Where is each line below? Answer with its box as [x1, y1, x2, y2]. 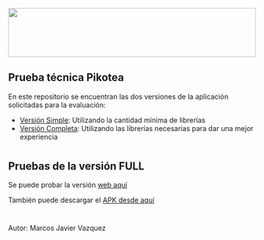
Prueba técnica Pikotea [8, 71, 124, 85]
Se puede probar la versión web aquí [8, 180, 128, 190]
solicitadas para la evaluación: [8, 100, 106, 109]
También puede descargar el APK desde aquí [8, 195, 155, 205]
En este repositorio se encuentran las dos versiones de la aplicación [8, 92, 229, 101]
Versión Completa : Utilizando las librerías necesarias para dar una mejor [19, 123, 254, 133]
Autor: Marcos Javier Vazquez [8, 223, 106, 232]
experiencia [19, 132, 58, 141]
